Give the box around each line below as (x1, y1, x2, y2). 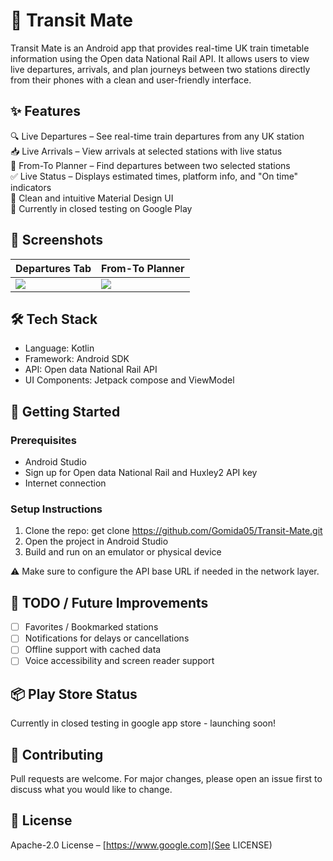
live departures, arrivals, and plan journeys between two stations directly (10, 63, 311, 75)
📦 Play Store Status (10, 685, 138, 703)
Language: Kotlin (24, 342, 95, 354)
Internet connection (24, 477, 107, 489)
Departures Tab (15, 261, 92, 275)
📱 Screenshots (10, 232, 104, 249)
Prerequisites (10, 433, 77, 447)
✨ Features (10, 103, 81, 120)
